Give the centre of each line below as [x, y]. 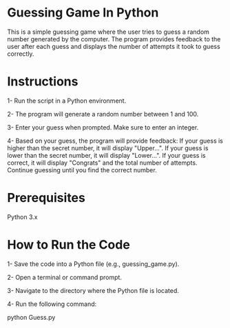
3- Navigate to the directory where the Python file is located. [93, 290]
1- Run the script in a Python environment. [67, 101]
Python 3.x [22, 217]
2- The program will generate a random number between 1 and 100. [103, 114]
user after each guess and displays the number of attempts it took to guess [114, 46]
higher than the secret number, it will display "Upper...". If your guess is [108, 148]
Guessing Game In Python [83, 13]
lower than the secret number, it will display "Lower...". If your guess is [106, 155]
